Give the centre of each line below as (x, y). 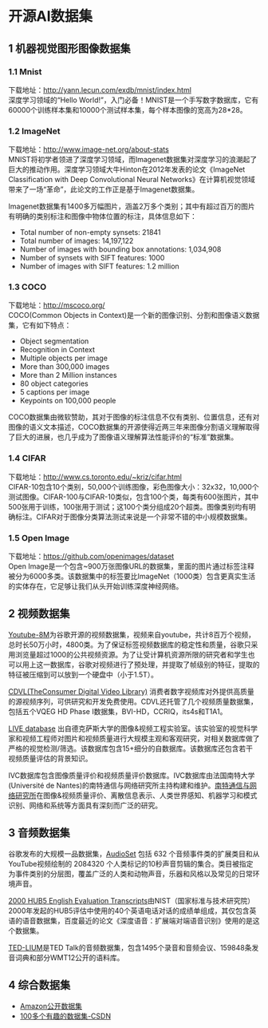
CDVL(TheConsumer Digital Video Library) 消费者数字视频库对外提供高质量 (132, 691)
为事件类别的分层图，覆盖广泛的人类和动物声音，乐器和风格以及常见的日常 (130, 873)
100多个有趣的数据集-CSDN (65, 1016)
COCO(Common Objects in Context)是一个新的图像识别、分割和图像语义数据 (134, 316)
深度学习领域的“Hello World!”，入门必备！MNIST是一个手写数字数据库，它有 (134, 100)
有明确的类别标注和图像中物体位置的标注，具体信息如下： (102, 216)
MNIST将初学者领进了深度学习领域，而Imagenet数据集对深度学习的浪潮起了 (133, 160)
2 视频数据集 (39, 614)
